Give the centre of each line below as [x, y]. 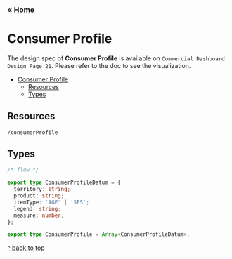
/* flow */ [23, 170]
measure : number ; [39, 215]
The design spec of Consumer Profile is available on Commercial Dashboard [116, 58]
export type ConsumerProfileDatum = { [64, 183]
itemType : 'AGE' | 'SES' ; [52, 202]
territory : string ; [42, 190]
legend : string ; [37, 208]
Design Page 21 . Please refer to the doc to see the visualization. [99, 65]
